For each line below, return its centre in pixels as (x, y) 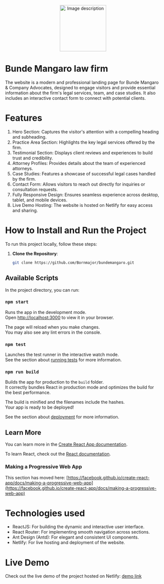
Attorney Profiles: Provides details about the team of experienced (79, 163)
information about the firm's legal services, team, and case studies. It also (80, 93)
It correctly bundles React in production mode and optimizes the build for (80, 388)
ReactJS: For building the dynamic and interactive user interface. (78, 527)
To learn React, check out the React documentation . (58, 454)
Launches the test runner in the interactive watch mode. (62, 354)
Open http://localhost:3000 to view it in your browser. (60, 317)
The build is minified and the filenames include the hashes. (65, 402)
